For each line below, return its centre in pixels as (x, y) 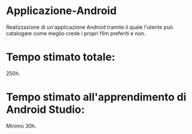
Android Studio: (46, 110)
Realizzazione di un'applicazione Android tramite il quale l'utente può (90, 27)
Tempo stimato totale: (61, 57)
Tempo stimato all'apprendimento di (96, 97)
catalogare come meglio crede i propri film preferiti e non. (76, 33)
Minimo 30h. (21, 126)
